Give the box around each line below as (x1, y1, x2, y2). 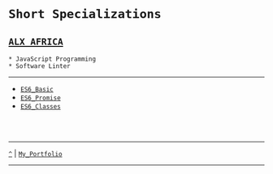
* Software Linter (8, 62, 71, 70)
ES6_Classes (19, 103, 61, 111)
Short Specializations (8, 6, 162, 22)
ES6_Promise (19, 94, 61, 102)
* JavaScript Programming (8, 55, 96, 63)
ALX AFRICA (8, 36, 63, 47)
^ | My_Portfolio (8, 149, 63, 158)
